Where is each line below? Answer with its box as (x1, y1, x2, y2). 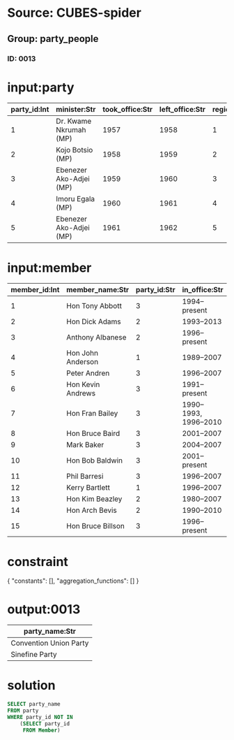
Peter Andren (65, 368, 110, 378)
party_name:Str (23, 627, 77, 637)
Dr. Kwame (55, 117, 92, 126)
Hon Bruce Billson (65, 521, 125, 531)
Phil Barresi (65, 472, 104, 481)
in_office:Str (182, 285, 224, 295)
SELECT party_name (7, 701, 61, 708)
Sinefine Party (10, 650, 57, 660)
